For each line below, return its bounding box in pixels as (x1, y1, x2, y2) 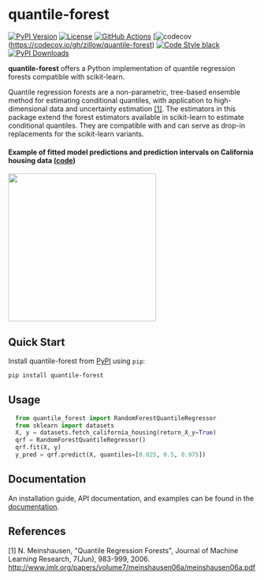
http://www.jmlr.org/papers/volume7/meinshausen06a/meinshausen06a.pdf (8, 562, 256, 572)
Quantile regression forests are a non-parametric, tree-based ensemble (8, 87, 240, 96)
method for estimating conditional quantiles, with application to (8, 95, 213, 105)
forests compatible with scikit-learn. (8, 72, 125, 81)
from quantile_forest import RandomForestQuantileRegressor (15, 414, 217, 422)
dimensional (8, 104, 48, 113)
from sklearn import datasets (15, 422, 114, 429)
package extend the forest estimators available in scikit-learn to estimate (8, 112, 244, 121)
